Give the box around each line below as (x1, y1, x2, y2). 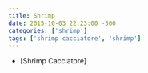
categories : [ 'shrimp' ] (8, 26, 88, 34)
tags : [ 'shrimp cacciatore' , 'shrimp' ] (8, 34, 142, 43)
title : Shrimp (8, 11, 56, 20)
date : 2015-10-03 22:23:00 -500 (8, 19, 116, 27)
